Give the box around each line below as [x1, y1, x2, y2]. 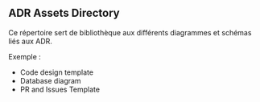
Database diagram [19, 75, 82, 85]
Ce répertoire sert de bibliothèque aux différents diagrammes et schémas [8, 27, 252, 37]
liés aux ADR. [8, 36, 52, 46]
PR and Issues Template [19, 84, 101, 94]
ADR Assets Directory [8, 6, 121, 20]
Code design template [19, 67, 94, 77]
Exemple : [8, 51, 42, 61]
